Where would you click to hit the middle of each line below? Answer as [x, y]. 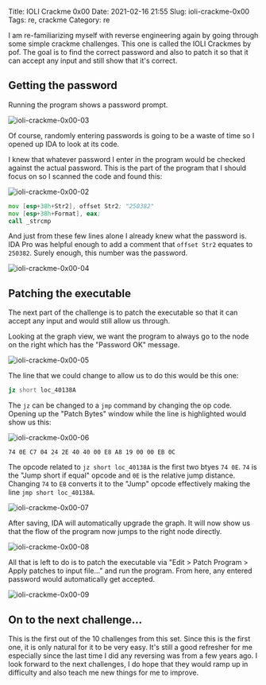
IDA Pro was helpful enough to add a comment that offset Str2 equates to [131, 245]
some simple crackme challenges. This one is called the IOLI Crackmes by [130, 44]
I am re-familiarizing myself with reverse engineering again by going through [133, 35]
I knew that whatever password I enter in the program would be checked [127, 159]
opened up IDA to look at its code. [64, 144]
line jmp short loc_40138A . [52, 493]
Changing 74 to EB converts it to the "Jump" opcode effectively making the [129, 484]
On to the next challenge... [75, 619]
